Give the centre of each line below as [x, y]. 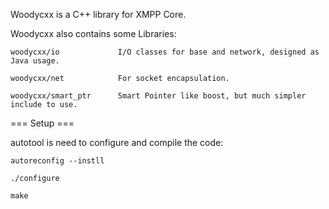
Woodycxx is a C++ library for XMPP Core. [98, 14]
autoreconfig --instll [57, 161]
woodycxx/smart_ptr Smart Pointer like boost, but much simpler [158, 96]
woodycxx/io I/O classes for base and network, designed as [165, 52]
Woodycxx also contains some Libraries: [93, 33]
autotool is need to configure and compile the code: [117, 142]
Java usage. [35, 61]
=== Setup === [42, 123]
